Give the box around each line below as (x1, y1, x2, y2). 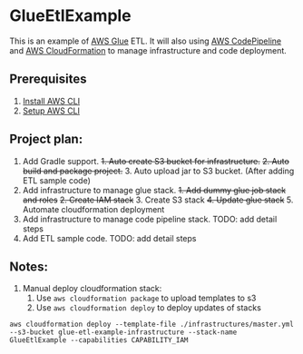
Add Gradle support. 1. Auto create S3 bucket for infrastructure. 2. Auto (22, 155, 290, 166)
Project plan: (9, 132, 83, 147)
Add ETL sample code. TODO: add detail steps (22, 232, 197, 243)
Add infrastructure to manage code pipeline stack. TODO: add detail (22, 213, 278, 224)
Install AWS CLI (22, 95, 80, 106)
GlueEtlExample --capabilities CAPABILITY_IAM (9, 336, 189, 345)
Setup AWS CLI (22, 105, 80, 116)
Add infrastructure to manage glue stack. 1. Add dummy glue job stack (22, 184, 287, 195)
